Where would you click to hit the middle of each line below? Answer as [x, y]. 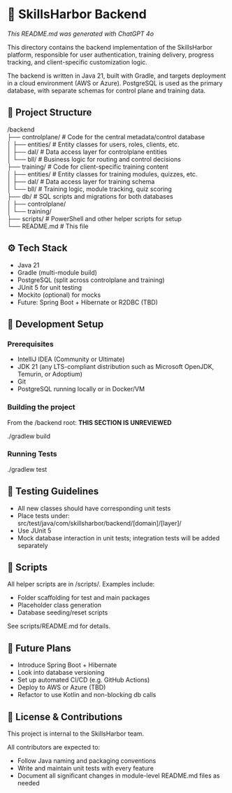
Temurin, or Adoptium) [50, 374]
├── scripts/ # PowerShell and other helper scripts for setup [94, 218]
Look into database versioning [61, 673]
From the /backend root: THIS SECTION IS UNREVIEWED [90, 422]
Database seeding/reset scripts [63, 612]
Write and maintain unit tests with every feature [85, 769]
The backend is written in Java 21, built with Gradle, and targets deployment [117, 76]
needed [28, 783]
